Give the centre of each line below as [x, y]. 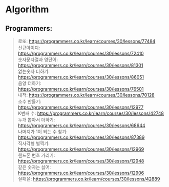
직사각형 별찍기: [34, 143]
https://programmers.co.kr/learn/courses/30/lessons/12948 [81, 161]
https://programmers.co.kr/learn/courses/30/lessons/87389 [81, 137]
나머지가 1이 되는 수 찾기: [43, 131]
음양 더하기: [30, 83]
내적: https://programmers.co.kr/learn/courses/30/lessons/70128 [86, 95]
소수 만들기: [30, 101]
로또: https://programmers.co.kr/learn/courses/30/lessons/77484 [87, 41]
